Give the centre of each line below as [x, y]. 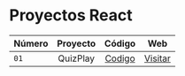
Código [120, 43]
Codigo [120, 58]
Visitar [158, 58]
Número [31, 43]
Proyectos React [71, 15]
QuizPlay [77, 58]
